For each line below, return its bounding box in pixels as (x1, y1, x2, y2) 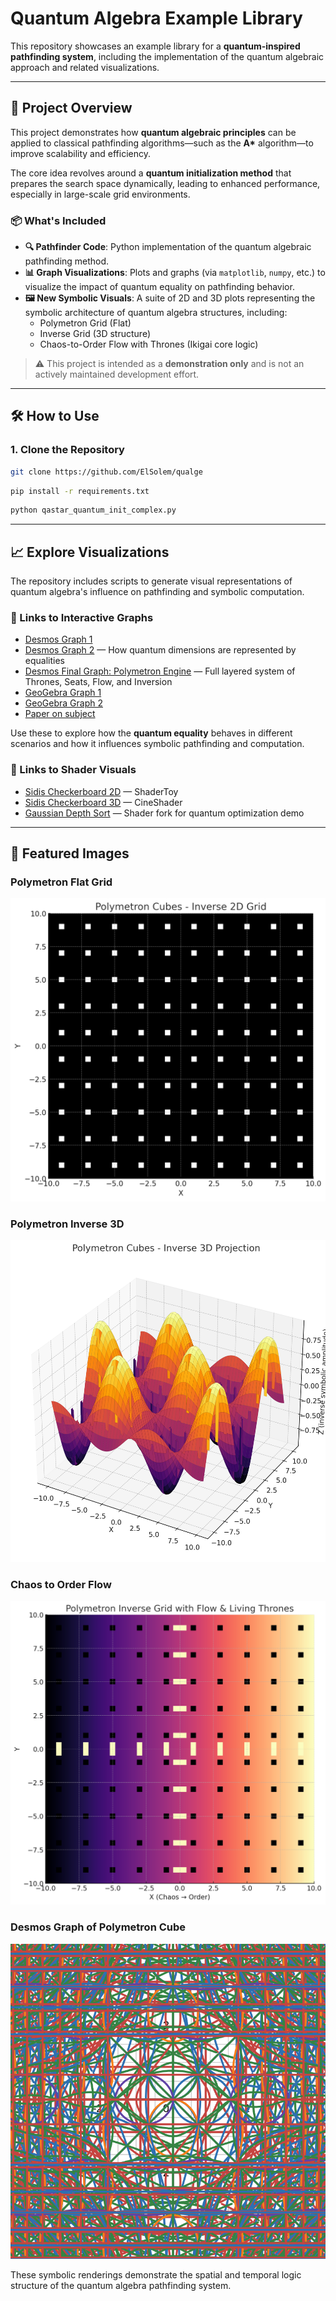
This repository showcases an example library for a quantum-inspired (10, 40, 301, 52)
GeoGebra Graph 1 (24, 687, 102, 699)
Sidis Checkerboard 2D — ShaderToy (24, 785, 179, 797)
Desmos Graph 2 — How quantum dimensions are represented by (24, 644, 297, 656)
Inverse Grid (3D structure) (39, 328, 152, 340)
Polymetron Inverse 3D (10, 1217, 125, 1231)
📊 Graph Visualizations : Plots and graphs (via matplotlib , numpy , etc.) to (24, 267, 326, 279)
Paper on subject (24, 708, 96, 720)
